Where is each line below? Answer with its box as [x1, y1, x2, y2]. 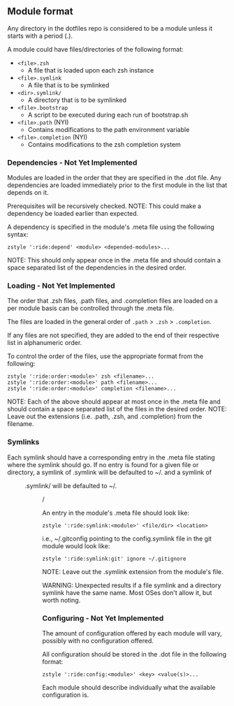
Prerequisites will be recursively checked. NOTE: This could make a [7, 202, 201, 210]
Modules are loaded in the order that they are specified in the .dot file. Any [7, 174, 222, 182]
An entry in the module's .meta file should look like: [42, 508, 190, 517]
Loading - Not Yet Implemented [7, 281, 115, 291]
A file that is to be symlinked [27, 80, 110, 89]
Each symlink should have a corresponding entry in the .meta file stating [7, 453, 215, 462]
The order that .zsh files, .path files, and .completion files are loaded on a [7, 297, 218, 305]
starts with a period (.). [7, 31, 73, 40]
